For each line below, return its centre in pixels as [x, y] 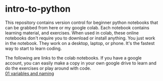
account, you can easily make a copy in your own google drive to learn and [81, 63]
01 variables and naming [30, 73]
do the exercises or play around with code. [48, 68]
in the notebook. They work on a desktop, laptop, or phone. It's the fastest [80, 43]
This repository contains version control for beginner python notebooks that [81, 22]
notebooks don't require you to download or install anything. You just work [80, 38]
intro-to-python [38, 9]
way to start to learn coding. [34, 48]
